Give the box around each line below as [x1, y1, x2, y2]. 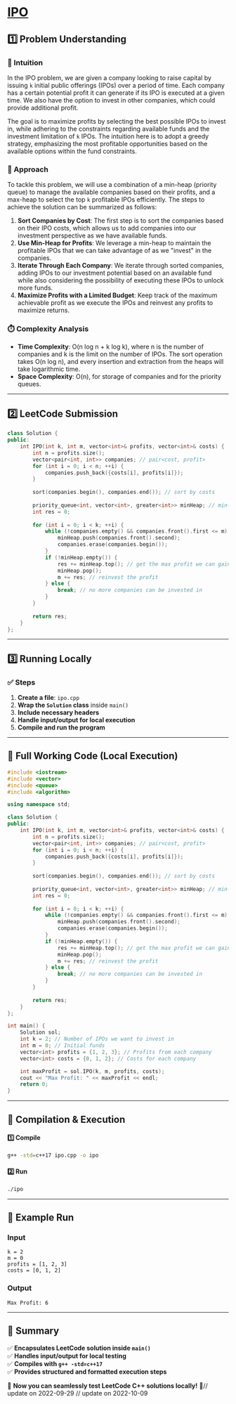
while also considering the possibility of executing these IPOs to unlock [17, 276, 224, 285]
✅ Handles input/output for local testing [7, 1351, 126, 1360]
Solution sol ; [20, 1029, 61, 1036]
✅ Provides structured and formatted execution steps [7, 1367, 167, 1376]
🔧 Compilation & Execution [7, 1113, 126, 1125]
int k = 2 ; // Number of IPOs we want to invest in [20, 1036, 174, 1043]
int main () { [7, 1022, 46, 1029]
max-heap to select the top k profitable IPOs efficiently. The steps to [7, 195, 205, 204]
